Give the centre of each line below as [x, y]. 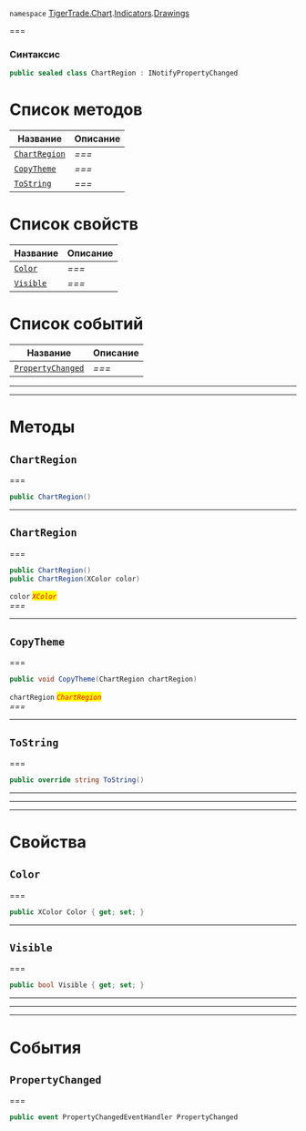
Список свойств [74, 225]
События [46, 1048]
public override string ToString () [77, 780]
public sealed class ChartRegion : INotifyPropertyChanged [124, 73]
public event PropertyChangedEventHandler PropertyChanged [124, 1117]
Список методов [76, 110]
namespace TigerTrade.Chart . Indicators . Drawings [99, 13]
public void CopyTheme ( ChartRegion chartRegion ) [103, 679]
